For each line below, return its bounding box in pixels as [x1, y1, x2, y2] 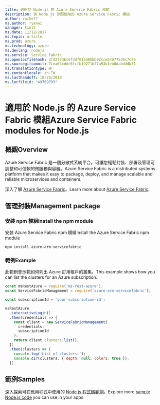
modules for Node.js [5, 125, 89, 136]
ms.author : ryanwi [5, 20, 42, 26]
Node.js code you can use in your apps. [5, 394, 85, 400]
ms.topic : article [5, 35, 42, 39]
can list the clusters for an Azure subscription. [5, 274, 98, 280]
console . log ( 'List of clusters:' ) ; [14, 351, 86, 356]
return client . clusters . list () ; [14, 338, 79, 343]
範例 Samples [5, 375, 45, 383]
